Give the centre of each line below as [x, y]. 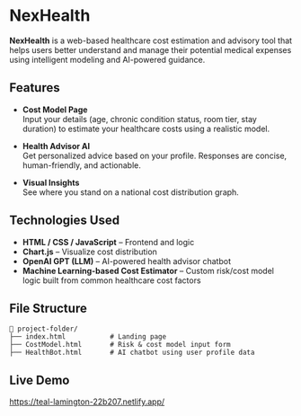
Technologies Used [64, 221]
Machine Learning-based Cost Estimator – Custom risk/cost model [148, 270]
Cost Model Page [55, 110]
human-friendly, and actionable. [82, 165]
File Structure [48, 308]
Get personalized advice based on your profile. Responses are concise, [155, 155]
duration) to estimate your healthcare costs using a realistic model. [146, 128]
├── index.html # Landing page [88, 337]
